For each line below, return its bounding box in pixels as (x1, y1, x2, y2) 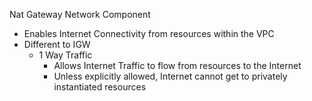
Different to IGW (23, 39, 91, 50)
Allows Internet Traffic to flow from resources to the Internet (53, 60, 302, 71)
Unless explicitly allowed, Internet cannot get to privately (53, 70, 288, 82)
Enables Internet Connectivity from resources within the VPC (23, 28, 275, 39)
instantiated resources (53, 81, 147, 93)
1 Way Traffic (38, 49, 93, 61)
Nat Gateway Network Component (9, 9, 151, 20)
